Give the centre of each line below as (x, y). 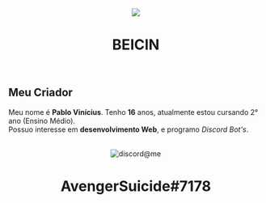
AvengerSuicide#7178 (136, 186)
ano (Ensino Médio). (42, 121)
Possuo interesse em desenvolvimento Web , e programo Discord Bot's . (129, 129)
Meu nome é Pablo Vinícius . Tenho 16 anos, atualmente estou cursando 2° (133, 112)
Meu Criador (40, 93)
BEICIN (136, 45)
